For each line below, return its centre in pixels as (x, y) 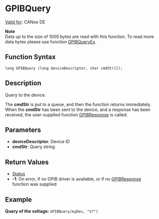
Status (18, 174)
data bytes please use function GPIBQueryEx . (51, 41)
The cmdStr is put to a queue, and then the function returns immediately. (78, 104)
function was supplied (34, 184)
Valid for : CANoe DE (25, 22)
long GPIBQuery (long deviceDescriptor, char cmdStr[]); (64, 68)
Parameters (23, 130)
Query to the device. (26, 95)
